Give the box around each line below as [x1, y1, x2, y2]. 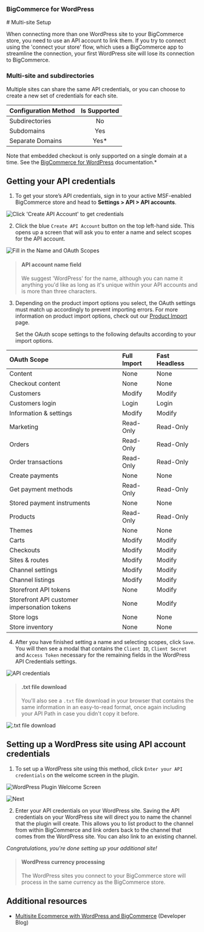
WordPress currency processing [21, 858, 105, 866]
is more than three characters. [21, 287, 97, 295]
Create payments [9, 471, 59, 480]
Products [9, 512, 35, 520]
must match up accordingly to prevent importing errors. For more [15, 306, 178, 313]
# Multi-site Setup [6, 19, 52, 26]
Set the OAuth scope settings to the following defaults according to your [15, 331, 196, 338]
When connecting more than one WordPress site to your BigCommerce [6, 30, 184, 38]
